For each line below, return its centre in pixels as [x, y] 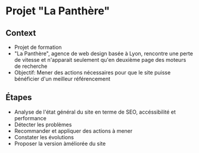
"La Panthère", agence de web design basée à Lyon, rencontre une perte [103, 54]
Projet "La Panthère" [58, 11]
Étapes [19, 97]
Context [21, 33]
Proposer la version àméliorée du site [60, 143]
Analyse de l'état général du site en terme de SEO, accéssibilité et [95, 112]
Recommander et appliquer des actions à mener [73, 131]
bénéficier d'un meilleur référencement [62, 79]
